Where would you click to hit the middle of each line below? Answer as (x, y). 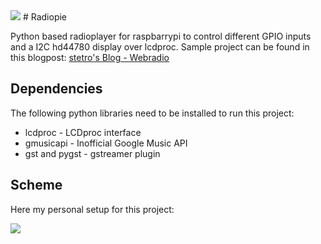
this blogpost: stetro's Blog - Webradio (90, 57)
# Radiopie (45, 17)
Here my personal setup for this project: (92, 209)
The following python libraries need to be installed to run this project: (152, 113)
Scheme (36, 185)
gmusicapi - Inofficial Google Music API (106, 143)
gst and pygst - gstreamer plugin (92, 153)
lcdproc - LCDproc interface (83, 132)
